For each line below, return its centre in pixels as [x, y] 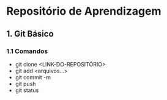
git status [27, 90]
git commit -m [33, 77]
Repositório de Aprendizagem [84, 11]
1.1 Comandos [27, 51]
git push [25, 84]
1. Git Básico [30, 34]
